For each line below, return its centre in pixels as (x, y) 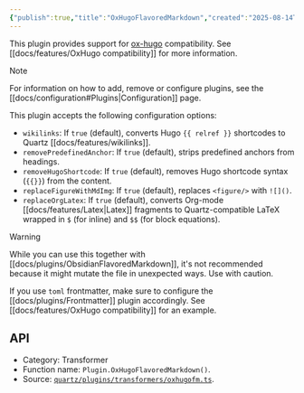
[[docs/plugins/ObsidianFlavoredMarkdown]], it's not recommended (137, 264)
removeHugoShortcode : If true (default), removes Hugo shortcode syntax (155, 171)
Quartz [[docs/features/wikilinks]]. (86, 142)
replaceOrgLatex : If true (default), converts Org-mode (123, 200)
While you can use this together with (78, 254)
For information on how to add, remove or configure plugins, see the (137, 88)
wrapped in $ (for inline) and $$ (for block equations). (121, 219)
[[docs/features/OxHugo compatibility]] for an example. (113, 310)
